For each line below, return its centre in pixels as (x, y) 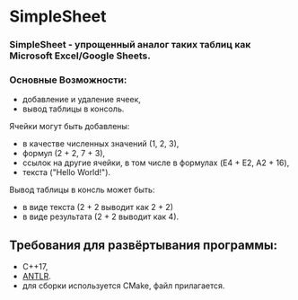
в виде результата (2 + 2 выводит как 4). (101, 216)
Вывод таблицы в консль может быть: (82, 190)
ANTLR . (37, 277)
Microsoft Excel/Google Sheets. (80, 56)
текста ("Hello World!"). (66, 172)
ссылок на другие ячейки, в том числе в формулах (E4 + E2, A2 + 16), (156, 163)
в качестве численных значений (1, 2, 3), (101, 144)
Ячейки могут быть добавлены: (70, 127)
